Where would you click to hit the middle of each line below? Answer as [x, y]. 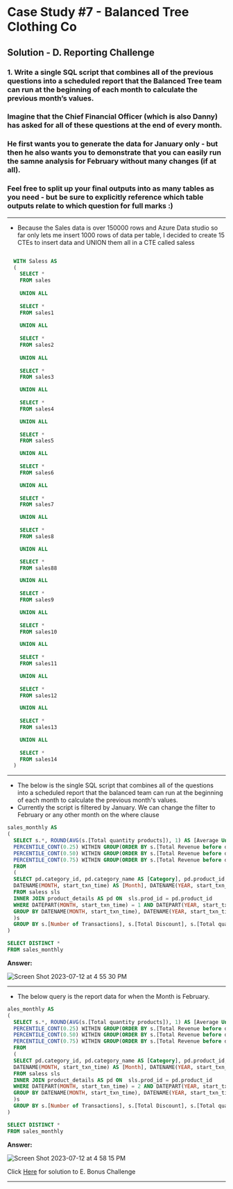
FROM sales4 [37, 409]
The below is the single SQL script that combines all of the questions [115, 785]
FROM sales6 [37, 472]
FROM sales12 [38, 695]
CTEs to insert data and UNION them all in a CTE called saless [106, 242]
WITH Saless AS [35, 261]
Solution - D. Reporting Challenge [81, 52]
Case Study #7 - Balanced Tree [98, 12]
